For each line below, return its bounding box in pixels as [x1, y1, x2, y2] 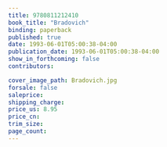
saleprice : [8, 91, 44, 99]
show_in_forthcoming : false [8, 56, 100, 63]
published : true [8, 33, 61, 41]
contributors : [8, 63, 55, 70]
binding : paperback [8, 26, 72, 34]
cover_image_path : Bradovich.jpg [8, 76, 118, 84]
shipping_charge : [8, 99, 65, 106]
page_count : [8, 127, 47, 135]
